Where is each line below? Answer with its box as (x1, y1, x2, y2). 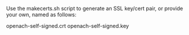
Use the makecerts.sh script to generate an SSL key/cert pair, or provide (6, 5, 183, 12)
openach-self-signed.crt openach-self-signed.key (6, 23, 130, 29)
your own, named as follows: (6, 11, 77, 18)
